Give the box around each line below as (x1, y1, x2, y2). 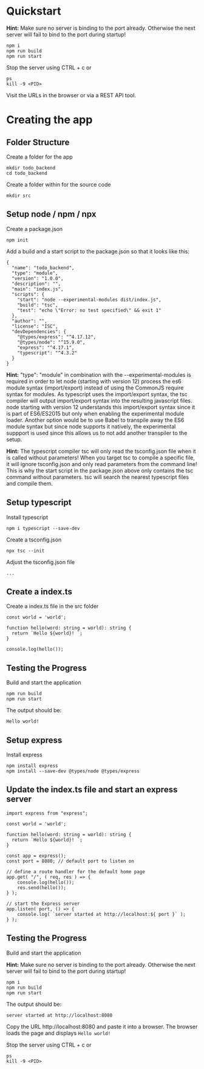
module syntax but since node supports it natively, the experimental (6, 422, 176, 430)
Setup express (6, 735, 63, 745)
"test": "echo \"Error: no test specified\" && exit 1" (17, 307, 162, 314)
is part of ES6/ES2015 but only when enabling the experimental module (6, 410, 185, 417)
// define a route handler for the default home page (6, 868, 146, 875)
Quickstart (6, 4, 62, 18)
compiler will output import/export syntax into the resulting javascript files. (6, 397, 192, 404)
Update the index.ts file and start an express (6, 785, 178, 795)
